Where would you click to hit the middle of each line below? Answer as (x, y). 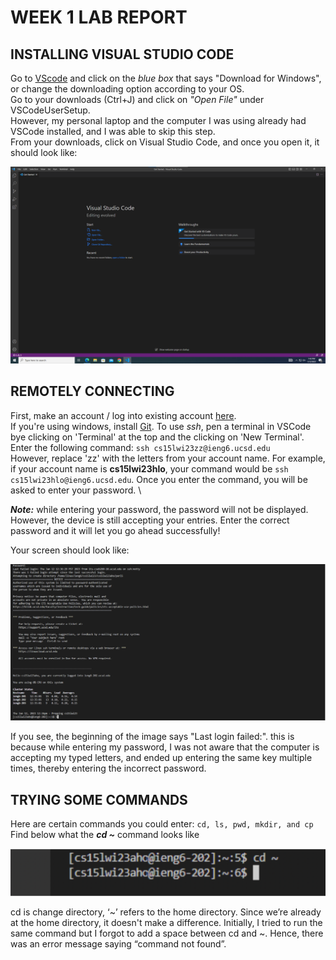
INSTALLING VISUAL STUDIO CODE (122, 54)
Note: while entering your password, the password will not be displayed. (159, 509)
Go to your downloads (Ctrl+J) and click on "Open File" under (137, 99)
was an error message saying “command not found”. (118, 943)
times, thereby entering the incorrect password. (108, 768)
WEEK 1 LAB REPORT (99, 17)
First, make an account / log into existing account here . (123, 415)
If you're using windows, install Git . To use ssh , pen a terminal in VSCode (161, 426)
